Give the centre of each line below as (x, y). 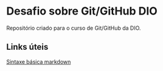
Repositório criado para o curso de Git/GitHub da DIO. (74, 28)
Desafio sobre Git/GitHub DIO (82, 11)
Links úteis (27, 47)
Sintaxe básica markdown (39, 61)
